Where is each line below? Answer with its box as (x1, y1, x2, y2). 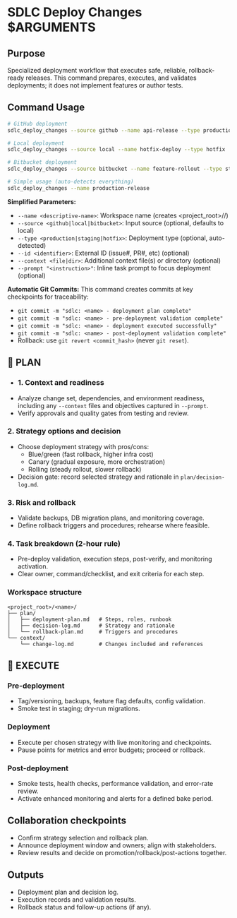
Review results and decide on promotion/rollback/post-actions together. (17, 848, 227, 857)
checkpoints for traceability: (7, 292, 90, 301)
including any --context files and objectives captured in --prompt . (17, 401, 209, 410)
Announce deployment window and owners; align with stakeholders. (17, 841, 217, 850)
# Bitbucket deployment (7, 159, 78, 166)
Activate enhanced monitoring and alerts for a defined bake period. (17, 794, 214, 802)
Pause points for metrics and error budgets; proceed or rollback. (17, 746, 206, 754)
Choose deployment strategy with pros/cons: (17, 442, 150, 451)
